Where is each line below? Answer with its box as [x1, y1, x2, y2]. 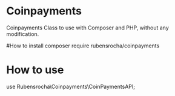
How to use [6, 63, 64, 77]
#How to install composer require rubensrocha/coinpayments [6, 42, 160, 49]
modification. [6, 30, 39, 37]
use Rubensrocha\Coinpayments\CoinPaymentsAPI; [6, 83, 135, 90]
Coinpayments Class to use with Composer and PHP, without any [6, 24, 170, 31]
